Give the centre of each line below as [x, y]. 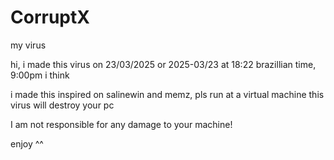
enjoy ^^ [27, 143]
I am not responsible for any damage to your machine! [121, 124]
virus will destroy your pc [62, 105]
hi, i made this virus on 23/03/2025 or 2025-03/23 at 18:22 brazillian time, [163, 64]
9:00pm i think [40, 75]
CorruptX [50, 17]
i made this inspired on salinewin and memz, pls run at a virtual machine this [167, 94]
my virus [28, 45]
